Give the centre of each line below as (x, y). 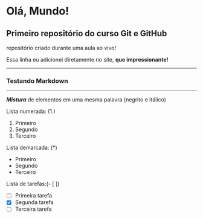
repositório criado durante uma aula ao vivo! (61, 48)
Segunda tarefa (34, 202)
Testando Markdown (37, 81)
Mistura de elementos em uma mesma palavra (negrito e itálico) (86, 100)
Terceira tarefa (34, 209)
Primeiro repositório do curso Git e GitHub (87, 34)
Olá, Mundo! (38, 11)
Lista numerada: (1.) (31, 111)
